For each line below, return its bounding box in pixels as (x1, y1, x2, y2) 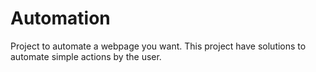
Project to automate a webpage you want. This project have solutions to (10, 40, 307, 52)
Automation (10, 7, 111, 30)
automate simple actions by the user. (10, 50, 162, 62)
